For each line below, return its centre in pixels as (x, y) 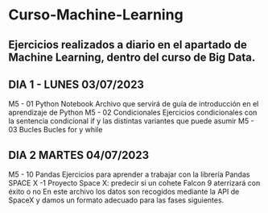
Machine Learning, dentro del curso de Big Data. (132, 57)
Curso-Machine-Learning (96, 15)
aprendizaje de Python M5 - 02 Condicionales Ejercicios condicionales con (133, 113)
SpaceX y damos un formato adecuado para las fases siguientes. (116, 200)
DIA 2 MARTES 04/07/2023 (79, 155)
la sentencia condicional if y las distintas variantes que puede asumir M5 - (132, 121)
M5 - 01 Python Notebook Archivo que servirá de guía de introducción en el (134, 104)
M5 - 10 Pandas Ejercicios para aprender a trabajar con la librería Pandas (129, 174)
